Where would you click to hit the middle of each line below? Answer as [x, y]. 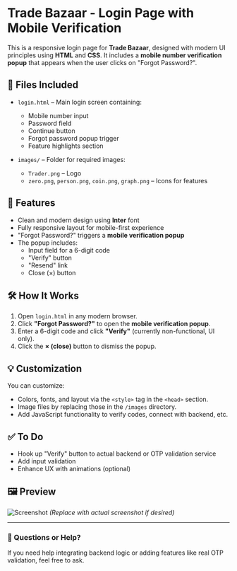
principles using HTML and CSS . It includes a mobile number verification [115, 55]
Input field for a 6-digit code [69, 250]
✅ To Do [25, 437]
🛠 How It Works [43, 295]
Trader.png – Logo [55, 173]
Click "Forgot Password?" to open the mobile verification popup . [114, 324]
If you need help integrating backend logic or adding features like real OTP [116, 553]
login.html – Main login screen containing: [80, 102]
